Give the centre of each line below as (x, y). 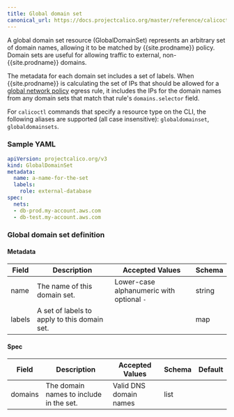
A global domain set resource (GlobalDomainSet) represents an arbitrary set (116, 40)
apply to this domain (70, 319)
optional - (131, 299)
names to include (74, 394)
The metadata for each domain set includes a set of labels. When (101, 76)
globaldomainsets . (33, 126)
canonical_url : (29, 20)
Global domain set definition (56, 235)
